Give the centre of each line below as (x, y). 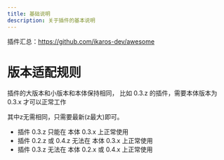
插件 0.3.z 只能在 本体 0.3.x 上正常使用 (73, 132)
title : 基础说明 (29, 14)
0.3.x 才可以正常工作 (37, 102)
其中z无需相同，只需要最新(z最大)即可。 (65, 117)
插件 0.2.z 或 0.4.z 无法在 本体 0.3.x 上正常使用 (85, 141)
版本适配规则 (45, 72)
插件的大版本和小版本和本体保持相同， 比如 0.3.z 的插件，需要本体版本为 (112, 93)
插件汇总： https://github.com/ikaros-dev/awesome (81, 41)
